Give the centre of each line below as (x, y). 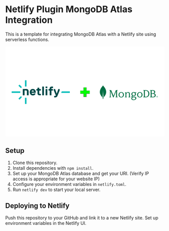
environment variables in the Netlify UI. (46, 223)
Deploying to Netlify (37, 205)
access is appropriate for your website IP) (56, 179)
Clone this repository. (35, 163)
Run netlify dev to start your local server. (56, 190)
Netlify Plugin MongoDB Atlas (69, 9)
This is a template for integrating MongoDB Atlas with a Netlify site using (81, 34)
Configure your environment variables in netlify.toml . (69, 184)
